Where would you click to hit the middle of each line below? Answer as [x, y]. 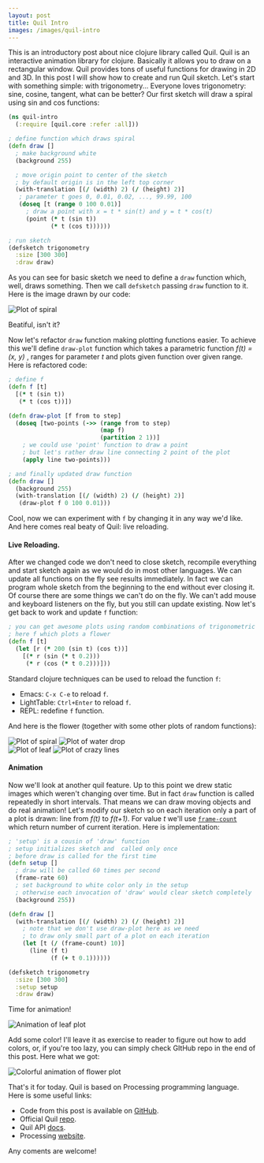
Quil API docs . [43, 1128]
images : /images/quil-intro [54, 30]
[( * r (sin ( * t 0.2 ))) [61, 656]
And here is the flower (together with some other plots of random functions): [132, 726]
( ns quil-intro [33, 117]
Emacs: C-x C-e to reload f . [64, 693]
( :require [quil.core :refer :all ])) [77, 124]
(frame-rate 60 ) [42, 878]
